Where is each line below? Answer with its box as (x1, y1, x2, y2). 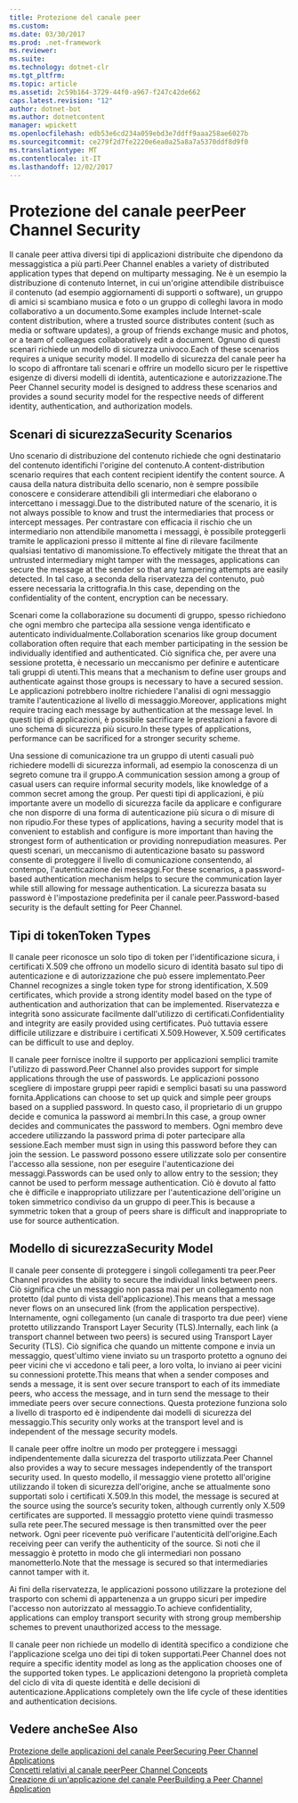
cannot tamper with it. (9, 1567, 90, 1577)
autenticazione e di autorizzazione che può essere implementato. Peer (9, 970, 265, 981)
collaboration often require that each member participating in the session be (9, 639, 288, 649)
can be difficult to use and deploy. (9, 1037, 134, 1047)
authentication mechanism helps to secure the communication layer (34, 873, 283, 884)
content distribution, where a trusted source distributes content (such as (9, 316, 275, 327)
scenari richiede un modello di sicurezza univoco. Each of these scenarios (9, 344, 280, 355)
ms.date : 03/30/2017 (9, 29, 86, 38)
